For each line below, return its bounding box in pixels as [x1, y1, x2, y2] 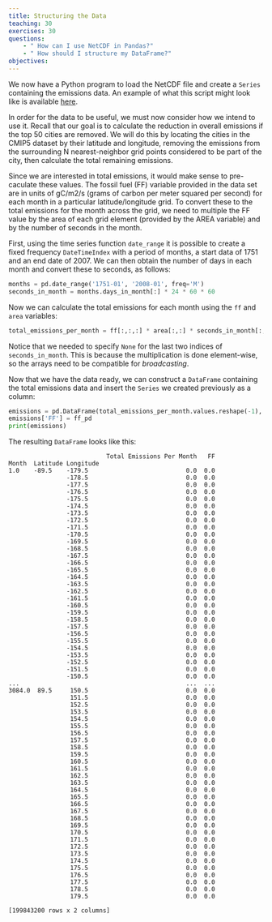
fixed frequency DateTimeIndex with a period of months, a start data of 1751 [8, 247, 258, 256]
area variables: [8, 311, 58, 320]
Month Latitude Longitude [8, 460, 100, 468]
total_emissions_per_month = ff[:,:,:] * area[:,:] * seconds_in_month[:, [8, 326, 266, 335]
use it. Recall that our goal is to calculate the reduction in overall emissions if [8, 121, 264, 131]
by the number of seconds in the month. [8, 222, 142, 232]
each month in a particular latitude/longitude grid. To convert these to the [8, 196, 253, 207]
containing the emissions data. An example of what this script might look [8, 88, 251, 97]
